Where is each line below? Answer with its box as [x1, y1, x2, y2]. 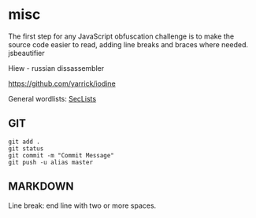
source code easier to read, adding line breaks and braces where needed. [8, 39, 249, 49]
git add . [8, 138, 41, 146]
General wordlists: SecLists [8, 94, 97, 103]
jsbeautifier [8, 48, 45, 57]
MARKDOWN [8, 179, 74, 194]
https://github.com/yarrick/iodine [8, 79, 116, 88]
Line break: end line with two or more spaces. [8, 201, 157, 210]
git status [8, 144, 44, 153]
